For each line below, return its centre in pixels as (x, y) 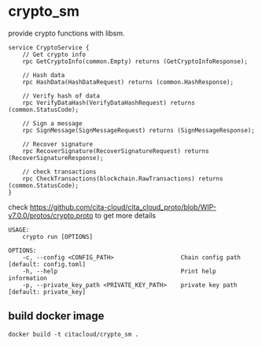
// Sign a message (52, 123)
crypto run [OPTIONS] (57, 236)
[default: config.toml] (47, 264)
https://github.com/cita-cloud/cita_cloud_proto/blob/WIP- (123, 206)
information (28, 278)
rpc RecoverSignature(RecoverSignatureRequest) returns (116, 151)
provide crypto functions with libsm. (66, 33)
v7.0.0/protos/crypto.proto (51, 215)
